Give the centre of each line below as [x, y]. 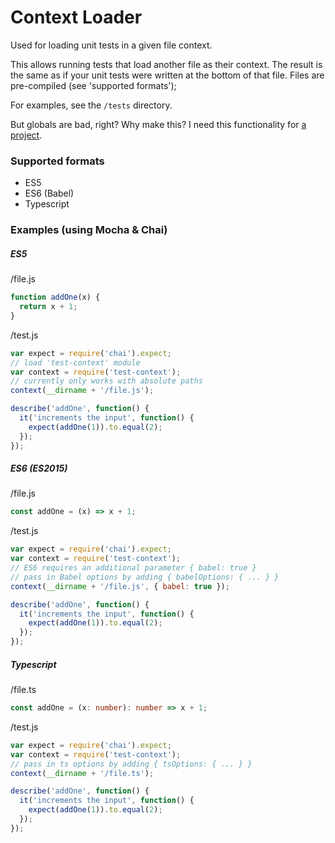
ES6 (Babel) [49, 193]
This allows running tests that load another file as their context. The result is [166, 64]
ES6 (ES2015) [39, 468]
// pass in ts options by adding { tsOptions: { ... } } [131, 764]
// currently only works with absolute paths [106, 381]
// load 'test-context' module [75, 362]
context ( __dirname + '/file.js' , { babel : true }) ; [120, 586]
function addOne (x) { [55, 297]
